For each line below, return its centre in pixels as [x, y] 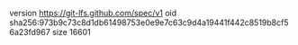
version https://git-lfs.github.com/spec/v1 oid [93, 13]
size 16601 [72, 32]
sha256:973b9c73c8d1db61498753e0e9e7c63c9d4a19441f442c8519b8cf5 [149, 22]
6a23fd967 [30, 32]
